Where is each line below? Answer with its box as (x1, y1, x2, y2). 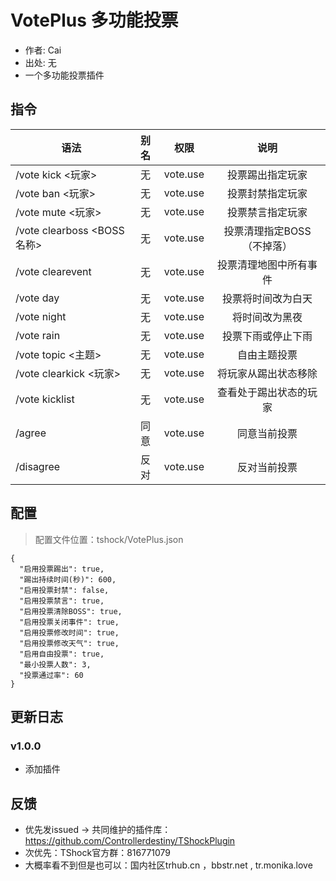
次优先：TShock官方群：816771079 (24, 847, 172, 859)
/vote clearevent (15, 264, 92, 278)
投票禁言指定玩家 (227, 205, 308, 219)
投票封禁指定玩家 (227, 186, 308, 200)
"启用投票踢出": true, (19, 564, 105, 574)
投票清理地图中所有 (217, 257, 308, 271)
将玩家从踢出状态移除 (217, 366, 318, 380)
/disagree (15, 459, 61, 473)
